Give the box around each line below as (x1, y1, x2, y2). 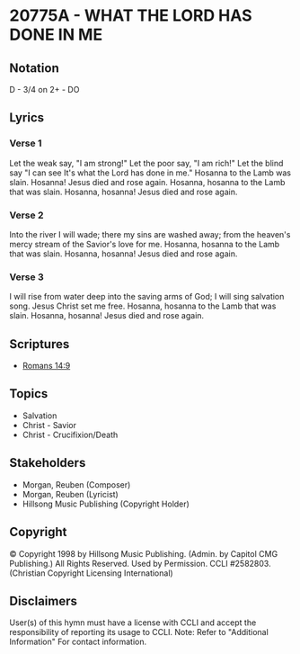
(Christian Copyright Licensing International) (9, 568, 173, 578)
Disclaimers (9, 593, 78, 608)
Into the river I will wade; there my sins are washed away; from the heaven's (9, 228, 291, 239)
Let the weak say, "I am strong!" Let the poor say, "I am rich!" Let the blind (9, 157, 284, 168)
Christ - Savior (22, 419, 76, 430)
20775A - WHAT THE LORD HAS (9, 5, 253, 26)
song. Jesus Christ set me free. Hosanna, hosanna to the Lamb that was (9, 300, 277, 311)
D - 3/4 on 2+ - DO (9, 85, 80, 94)
